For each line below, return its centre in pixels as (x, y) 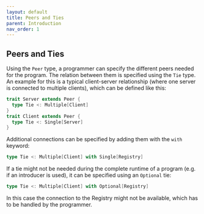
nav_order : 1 (23, 29)
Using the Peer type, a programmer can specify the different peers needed (100, 68)
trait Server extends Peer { (43, 99)
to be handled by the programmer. (49, 205)
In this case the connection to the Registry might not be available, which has (102, 198)
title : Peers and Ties (35, 18)
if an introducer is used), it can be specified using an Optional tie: (89, 175)
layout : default (27, 12)
